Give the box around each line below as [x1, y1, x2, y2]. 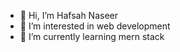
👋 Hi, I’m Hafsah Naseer [19, 10, 118, 21]
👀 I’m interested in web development [19, 20, 171, 32]
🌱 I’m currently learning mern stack [19, 31, 165, 42]
